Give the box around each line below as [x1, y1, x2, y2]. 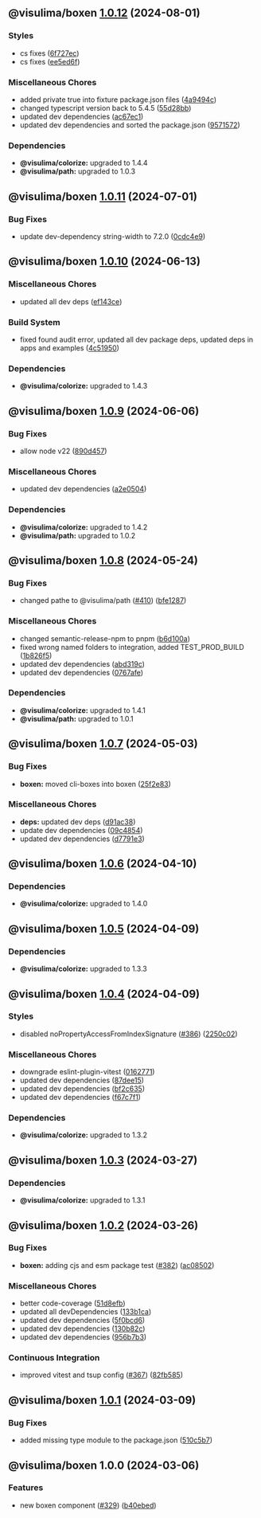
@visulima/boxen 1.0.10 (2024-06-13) [8, 255, 201, 268]
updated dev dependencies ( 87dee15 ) [19, 1075, 145, 1086]
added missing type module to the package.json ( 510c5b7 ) [19, 1435, 213, 1445]
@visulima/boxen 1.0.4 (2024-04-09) [8, 987, 201, 1000]
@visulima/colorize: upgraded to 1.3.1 [19, 1195, 146, 1205]
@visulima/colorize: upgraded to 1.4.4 [19, 158, 149, 168]
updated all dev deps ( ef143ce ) [19, 296, 123, 306]
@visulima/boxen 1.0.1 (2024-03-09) [8, 1393, 197, 1406]
